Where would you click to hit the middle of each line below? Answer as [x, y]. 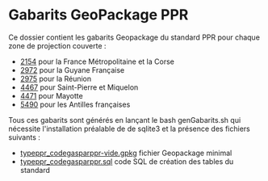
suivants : [24, 137]
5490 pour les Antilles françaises [75, 104]
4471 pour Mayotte [51, 95]
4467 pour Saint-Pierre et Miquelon [79, 87]
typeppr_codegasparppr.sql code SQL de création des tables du [127, 161]
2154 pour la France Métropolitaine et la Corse [97, 61]
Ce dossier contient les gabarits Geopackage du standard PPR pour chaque [134, 37]
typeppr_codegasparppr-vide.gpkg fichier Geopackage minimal [126, 153]
